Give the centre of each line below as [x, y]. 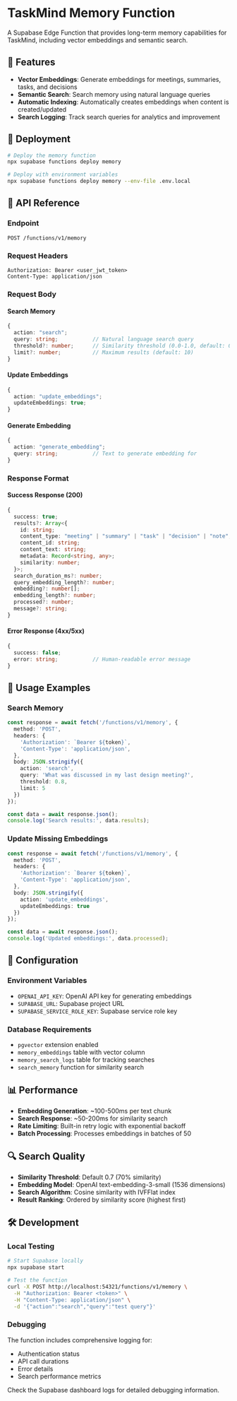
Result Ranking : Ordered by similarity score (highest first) [102, 1200]
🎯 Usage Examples [49, 688]
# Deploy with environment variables [63, 175]
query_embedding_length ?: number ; [64, 582]
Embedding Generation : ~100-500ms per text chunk [95, 1111]
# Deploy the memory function [52, 155]
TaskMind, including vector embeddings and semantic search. [98, 40]
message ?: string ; [41, 609]
